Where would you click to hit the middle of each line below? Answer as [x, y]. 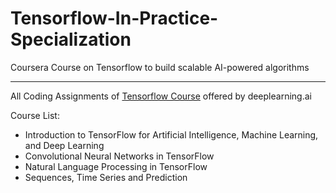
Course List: [35, 115]
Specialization [71, 39]
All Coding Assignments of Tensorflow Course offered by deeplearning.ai [161, 96]
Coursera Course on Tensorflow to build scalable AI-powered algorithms [160, 67]
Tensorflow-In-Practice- [114, 18]
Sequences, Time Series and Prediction [106, 177]
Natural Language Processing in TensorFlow [116, 166]
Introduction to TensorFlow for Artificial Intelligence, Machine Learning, [171, 134]
